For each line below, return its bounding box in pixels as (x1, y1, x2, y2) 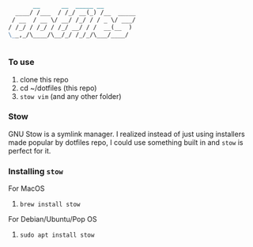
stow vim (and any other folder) (19, 91, 122, 101)
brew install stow (19, 200, 81, 209)
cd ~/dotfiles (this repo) (19, 83, 97, 93)
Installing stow (8, 165, 63, 177)
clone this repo (19, 74, 69, 84)
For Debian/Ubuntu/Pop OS (8, 215, 97, 224)
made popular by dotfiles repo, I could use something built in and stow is (8, 137, 244, 147)
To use (8, 57, 35, 68)
